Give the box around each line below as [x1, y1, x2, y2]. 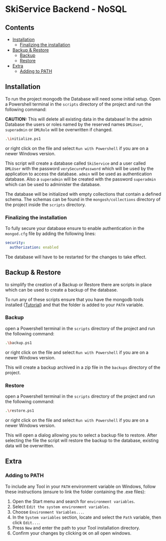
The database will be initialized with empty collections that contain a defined [5, 191, 162, 197]
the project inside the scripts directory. [5, 202, 86, 208]
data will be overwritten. [5, 442, 55, 448]
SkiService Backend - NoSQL [5, 3, 127, 15]
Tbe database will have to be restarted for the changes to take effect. [5, 254, 147, 260]
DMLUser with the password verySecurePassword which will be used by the [5, 165, 154, 171]
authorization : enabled [9, 245, 58, 250]
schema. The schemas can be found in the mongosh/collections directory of [5, 196, 161, 202]
